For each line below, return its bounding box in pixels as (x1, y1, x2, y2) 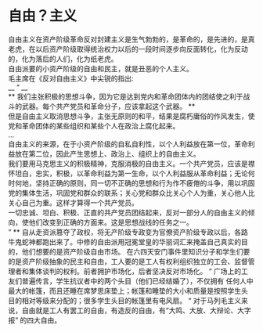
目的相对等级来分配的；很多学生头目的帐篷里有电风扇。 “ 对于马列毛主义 (8, 295, 242, 305)
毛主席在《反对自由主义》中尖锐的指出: (8, 74, 135, 83)
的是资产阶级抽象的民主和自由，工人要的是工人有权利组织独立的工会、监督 (8, 256, 248, 266)
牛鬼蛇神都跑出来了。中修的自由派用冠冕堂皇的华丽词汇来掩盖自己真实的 (8, 236, 241, 247)
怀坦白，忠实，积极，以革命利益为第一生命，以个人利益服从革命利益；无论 (8, 168, 248, 178)
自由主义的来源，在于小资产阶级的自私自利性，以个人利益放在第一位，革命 (8, 139, 248, 149)
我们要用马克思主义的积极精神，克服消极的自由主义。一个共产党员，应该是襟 (8, 158, 255, 168)
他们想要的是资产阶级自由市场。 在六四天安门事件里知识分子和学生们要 (21, 247, 250, 256)
